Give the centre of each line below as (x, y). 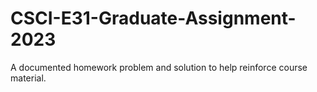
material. (28, 78)
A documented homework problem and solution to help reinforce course (159, 67)
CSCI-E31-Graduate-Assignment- (153, 18)
